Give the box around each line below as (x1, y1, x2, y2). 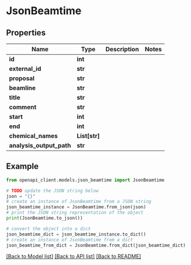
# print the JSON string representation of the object (6, 210, 144, 216)
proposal (9, 74, 35, 82)
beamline (9, 84, 36, 92)
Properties (6, 28, 46, 38)
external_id (9, 65, 41, 73)
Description (105, 45, 140, 53)
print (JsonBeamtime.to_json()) (6, 215, 83, 221)
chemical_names (9, 132, 58, 140)
